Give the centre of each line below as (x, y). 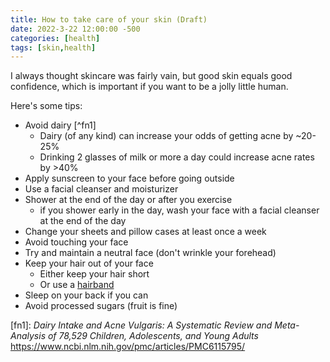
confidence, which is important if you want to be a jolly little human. (149, 87)
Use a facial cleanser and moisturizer (101, 189)
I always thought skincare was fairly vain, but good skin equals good (151, 76)
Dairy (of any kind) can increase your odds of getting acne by (166, 136)
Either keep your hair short (94, 274)
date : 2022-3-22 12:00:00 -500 (75, 29)
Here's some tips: (46, 106)
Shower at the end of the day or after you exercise (128, 200)
